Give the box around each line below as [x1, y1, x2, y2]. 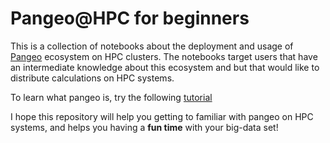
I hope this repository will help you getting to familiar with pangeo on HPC [10, 110, 314, 122]
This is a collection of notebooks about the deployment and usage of [10, 40, 294, 52]
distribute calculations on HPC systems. [10, 72, 175, 84]
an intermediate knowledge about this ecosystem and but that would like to [10, 61, 320, 73]
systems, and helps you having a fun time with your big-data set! [10, 121, 279, 133]
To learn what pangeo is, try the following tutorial [10, 91, 213, 103]
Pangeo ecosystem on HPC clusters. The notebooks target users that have [10, 50, 318, 62]
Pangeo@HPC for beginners [10, 7, 250, 30]
